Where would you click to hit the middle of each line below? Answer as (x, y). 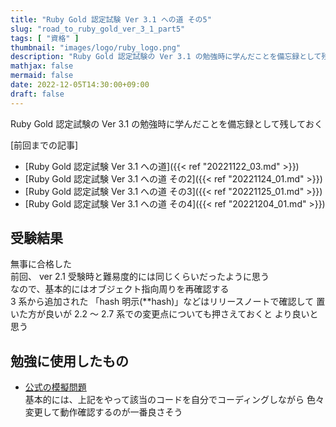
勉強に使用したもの (69, 361)
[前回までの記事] (44, 145)
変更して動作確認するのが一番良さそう (103, 412)
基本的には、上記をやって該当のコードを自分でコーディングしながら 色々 (174, 400)
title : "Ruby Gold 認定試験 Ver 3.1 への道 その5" (111, 19)
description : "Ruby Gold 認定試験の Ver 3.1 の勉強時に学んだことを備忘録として (166, 57)
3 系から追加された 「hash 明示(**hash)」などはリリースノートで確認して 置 (168, 302)
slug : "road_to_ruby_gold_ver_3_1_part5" (98, 29)
